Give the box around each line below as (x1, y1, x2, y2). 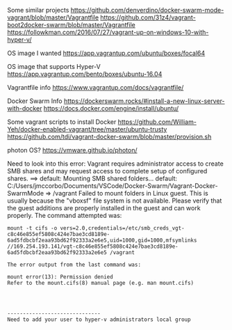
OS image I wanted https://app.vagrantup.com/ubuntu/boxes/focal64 (7, 49, 206, 57)
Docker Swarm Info (7, 97, 63, 105)
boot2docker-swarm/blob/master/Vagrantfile (7, 21, 135, 29)
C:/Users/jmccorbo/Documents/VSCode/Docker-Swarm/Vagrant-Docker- (7, 182, 218, 190)
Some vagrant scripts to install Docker (7, 118, 117, 126)
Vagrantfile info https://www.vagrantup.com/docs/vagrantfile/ (7, 84, 184, 91)
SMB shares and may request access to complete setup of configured (7, 167, 208, 175)
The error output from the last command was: (7, 261, 141, 268)
